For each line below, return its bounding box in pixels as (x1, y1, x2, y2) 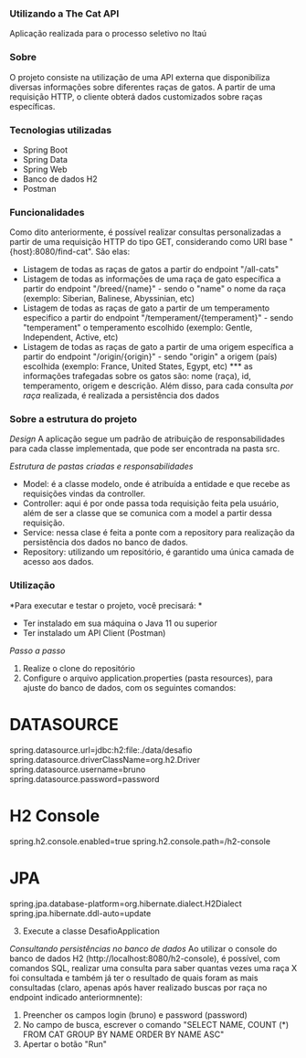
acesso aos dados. (22, 556, 94, 567)
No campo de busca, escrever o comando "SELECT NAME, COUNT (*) (22, 1019, 290, 1030)
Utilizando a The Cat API (9, 7, 120, 20)
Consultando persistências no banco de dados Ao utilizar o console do (9, 943, 278, 954)
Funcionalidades (9, 206, 85, 218)
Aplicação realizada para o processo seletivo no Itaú (9, 28, 207, 39)
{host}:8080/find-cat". (9, 246, 94, 258)
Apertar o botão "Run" (22, 1038, 108, 1049)
